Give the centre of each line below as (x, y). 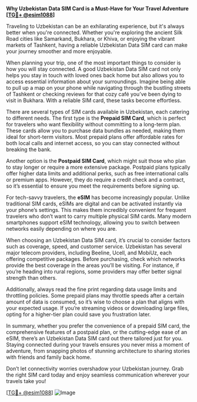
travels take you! (26, 381)
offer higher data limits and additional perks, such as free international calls (97, 173)
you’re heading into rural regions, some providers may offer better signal (94, 272)
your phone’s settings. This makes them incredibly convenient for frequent (96, 210)
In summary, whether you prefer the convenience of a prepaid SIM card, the (98, 326)
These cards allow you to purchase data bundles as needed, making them (96, 130)
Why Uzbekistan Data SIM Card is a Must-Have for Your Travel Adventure (98, 9)
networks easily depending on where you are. (61, 229)
